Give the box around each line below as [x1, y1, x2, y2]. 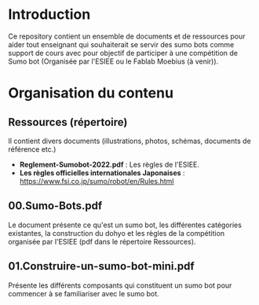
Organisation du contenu [8, 84, 174, 102]
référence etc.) [8, 144, 57, 154]
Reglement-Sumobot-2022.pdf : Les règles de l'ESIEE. [19, 160, 200, 169]
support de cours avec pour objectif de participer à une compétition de [8, 48, 238, 57]
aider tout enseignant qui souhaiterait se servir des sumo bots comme [8, 39, 235, 49]
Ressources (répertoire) [8, 116, 128, 129]
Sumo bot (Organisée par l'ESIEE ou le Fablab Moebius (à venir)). [8, 57, 219, 66]
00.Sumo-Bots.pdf [8, 199, 103, 213]
